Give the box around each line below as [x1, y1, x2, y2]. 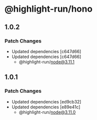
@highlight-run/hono [4, 3, 93, 15]
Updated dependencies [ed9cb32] [11, 99, 81, 104]
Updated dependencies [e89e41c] [11, 104, 80, 110]
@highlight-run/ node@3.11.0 [19, 109, 76, 115]
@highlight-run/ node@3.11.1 [19, 59, 75, 64]
